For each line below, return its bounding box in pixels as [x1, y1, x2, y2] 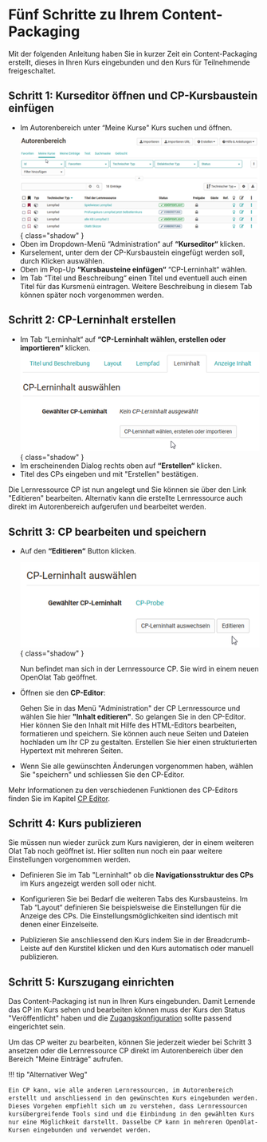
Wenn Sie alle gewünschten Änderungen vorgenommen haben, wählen [19, 761, 253, 771]
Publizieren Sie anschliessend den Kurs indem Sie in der [19, 935, 205, 945]
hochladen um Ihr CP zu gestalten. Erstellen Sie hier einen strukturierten [19, 737, 257, 747]
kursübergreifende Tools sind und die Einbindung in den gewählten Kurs [8, 1110, 255, 1119]
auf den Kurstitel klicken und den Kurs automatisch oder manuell [41, 944, 253, 954]
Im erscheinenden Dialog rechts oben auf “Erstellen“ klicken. [19, 461, 222, 470]
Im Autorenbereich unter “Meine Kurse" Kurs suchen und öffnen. [19, 122, 233, 133]
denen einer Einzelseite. [19, 920, 100, 930]
